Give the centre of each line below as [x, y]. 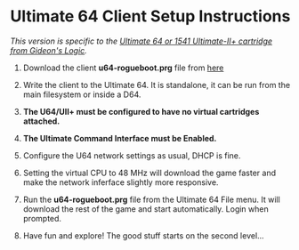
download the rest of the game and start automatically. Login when [146, 209]
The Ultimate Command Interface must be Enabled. [120, 138]
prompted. [42, 218]
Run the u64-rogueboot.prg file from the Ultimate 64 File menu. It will [152, 199]
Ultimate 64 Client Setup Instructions [150, 16]
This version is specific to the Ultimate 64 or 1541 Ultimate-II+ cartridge [141, 41]
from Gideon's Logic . [48, 50]
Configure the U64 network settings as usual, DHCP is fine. [132, 155]
